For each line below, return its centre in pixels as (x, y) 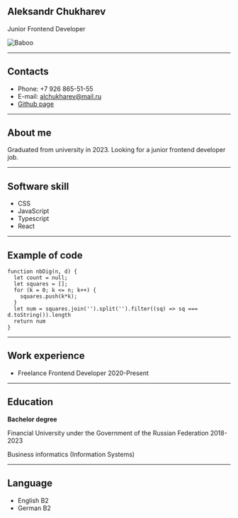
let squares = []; (41, 284)
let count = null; (41, 278)
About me (29, 133)
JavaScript (33, 211)
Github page (36, 104)
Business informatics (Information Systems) (71, 454)
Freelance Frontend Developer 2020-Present (83, 373)
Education (30, 402)
